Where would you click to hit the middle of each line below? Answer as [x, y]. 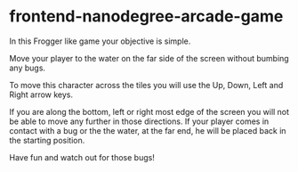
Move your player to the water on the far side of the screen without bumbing [149, 58]
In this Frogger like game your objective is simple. [100, 41]
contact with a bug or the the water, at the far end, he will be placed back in [148, 130]
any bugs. [28, 68]
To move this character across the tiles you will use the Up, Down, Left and [146, 85]
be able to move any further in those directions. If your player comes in [139, 121]
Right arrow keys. [41, 94]
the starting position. [47, 140]
